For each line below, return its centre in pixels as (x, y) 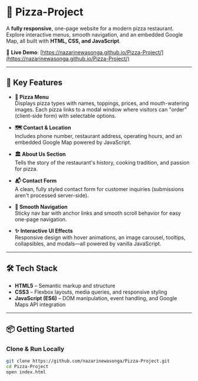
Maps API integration (40, 304)
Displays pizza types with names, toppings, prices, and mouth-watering (102, 103)
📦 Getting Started (40, 329)
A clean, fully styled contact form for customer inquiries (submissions (99, 189)
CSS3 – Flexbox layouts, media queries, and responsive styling (91, 292)
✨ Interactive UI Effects (44, 231)
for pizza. (26, 169)
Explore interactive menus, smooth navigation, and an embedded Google (95, 34)
